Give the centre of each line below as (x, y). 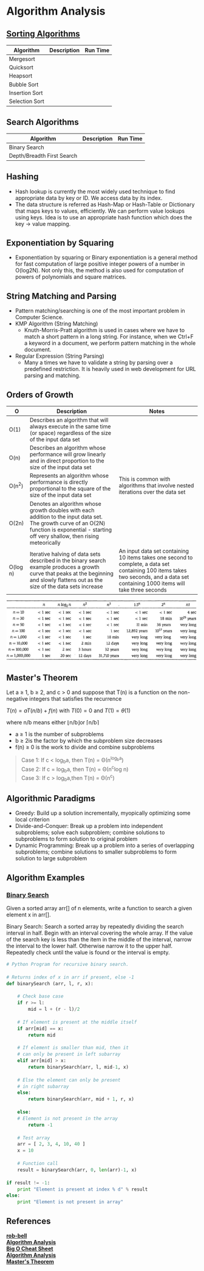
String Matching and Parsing (62, 296)
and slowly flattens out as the (66, 580)
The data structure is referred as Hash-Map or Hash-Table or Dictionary (105, 204)
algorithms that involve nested (156, 485)
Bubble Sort (24, 84)
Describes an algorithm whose (68, 448)
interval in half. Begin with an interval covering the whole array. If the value (100, 933)
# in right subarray (43, 1086)
